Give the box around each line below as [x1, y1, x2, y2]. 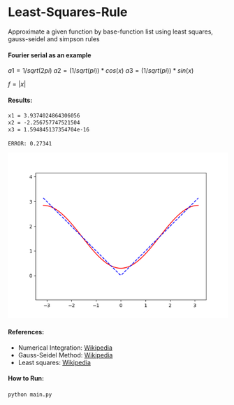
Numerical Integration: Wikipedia [17, 343, 112, 352]
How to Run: [8, 374, 45, 383]
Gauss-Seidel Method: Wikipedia [17, 350, 113, 359]
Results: [8, 96, 33, 104]
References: [8, 327, 45, 336]
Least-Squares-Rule [8, 4, 128, 20]
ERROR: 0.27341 [8, 141, 52, 148]
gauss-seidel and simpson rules [8, 34, 100, 43]
